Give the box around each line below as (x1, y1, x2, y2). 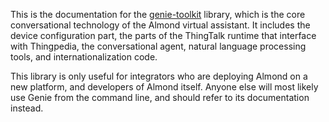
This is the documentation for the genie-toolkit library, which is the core (10, 9, 306, 20)
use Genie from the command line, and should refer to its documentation (10, 92, 310, 103)
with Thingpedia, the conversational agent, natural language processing (10, 40, 307, 52)
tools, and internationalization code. (10, 51, 158, 63)
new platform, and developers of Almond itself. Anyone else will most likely (10, 81, 319, 93)
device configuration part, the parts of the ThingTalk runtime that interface (10, 30, 317, 41)
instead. (10, 102, 44, 114)
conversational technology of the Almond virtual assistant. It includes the (10, 19, 311, 31)
